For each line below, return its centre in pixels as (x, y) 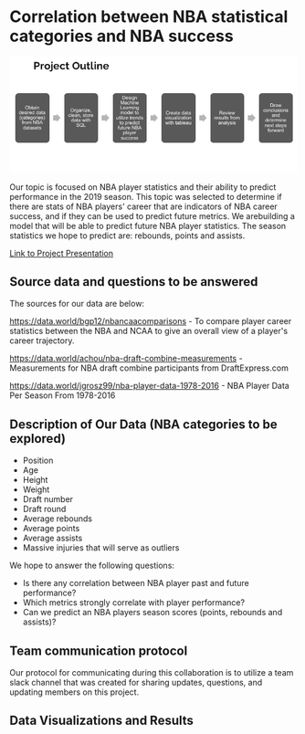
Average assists (53, 538)
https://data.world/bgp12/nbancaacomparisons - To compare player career (151, 321)
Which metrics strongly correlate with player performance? (133, 603)
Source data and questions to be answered (134, 282)
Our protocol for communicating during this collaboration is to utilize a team (152, 672)
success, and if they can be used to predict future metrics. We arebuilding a (152, 215)
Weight (36, 489)
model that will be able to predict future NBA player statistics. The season (148, 225)
